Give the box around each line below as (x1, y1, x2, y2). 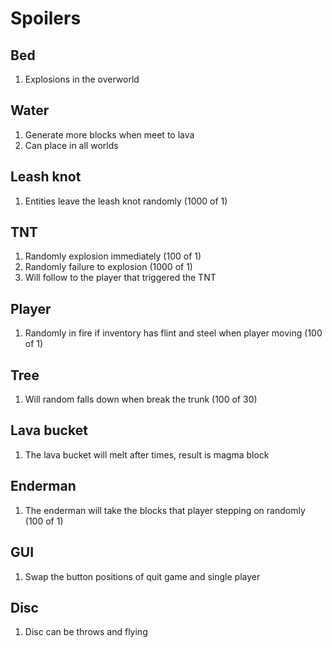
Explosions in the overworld (24, 73, 140, 85)
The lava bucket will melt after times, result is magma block (24, 448, 270, 461)
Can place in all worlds (24, 139, 119, 151)
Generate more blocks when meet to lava (24, 128, 195, 141)
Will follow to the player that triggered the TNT (24, 272, 217, 284)
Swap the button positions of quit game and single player (24, 570, 261, 582)
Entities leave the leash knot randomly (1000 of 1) (24, 195, 228, 207)
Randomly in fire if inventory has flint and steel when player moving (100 (24, 327, 323, 339)
